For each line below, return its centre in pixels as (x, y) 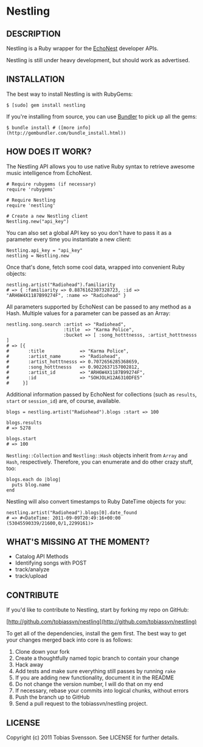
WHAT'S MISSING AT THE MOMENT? (78, 542)
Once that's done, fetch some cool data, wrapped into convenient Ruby (96, 267)
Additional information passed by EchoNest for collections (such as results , (101, 394)
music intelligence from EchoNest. (49, 173)
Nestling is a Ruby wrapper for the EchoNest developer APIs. (83, 48)
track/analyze (32, 570)
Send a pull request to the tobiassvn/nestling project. (81, 704)
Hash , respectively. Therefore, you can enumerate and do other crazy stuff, (100, 462)
